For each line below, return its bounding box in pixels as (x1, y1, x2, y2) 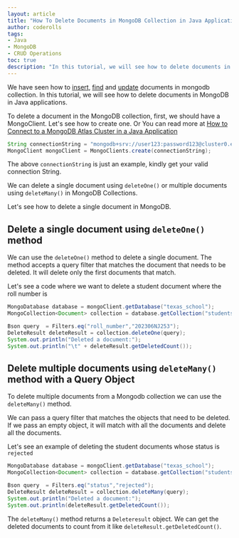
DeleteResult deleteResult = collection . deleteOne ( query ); (7, 329, 186, 336)
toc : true (7, 57, 37, 64)
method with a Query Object (7, 373, 135, 385)
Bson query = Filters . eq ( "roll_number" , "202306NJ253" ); (7, 323, 180, 330)
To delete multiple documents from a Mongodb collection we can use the (7, 392, 222, 401)
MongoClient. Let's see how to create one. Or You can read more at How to (7, 119, 228, 128)
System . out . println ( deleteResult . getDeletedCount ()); (7, 502, 171, 509)
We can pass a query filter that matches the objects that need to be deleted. (7, 414, 230, 422)
